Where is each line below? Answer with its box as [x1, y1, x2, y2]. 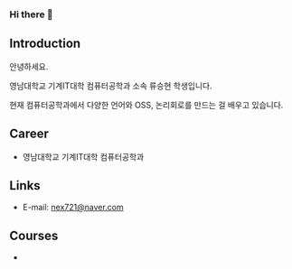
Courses [9, 227, 59, 243]
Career [9, 126, 50, 142]
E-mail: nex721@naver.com [22, 202, 124, 213]
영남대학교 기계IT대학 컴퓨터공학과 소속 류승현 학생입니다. [9, 80, 212, 91]
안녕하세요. [9, 60, 49, 71]
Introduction [9, 36, 81, 51]
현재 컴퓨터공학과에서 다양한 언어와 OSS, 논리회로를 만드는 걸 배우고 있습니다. [9, 99, 284, 110]
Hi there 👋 [9, 8, 54, 21]
